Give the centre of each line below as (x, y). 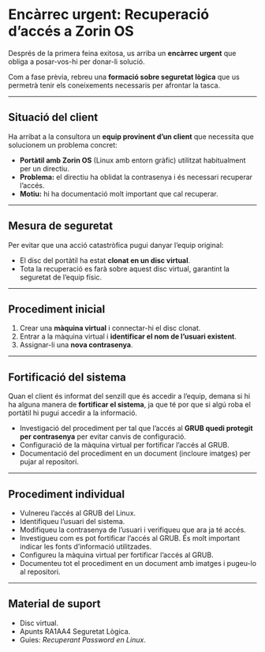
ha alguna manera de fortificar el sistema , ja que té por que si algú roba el (129, 405)
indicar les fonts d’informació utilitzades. (86, 547)
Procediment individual (66, 494)
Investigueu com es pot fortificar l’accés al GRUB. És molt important (130, 538)
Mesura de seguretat (60, 226)
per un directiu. (44, 168)
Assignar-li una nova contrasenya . (76, 345)
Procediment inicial (57, 309)
